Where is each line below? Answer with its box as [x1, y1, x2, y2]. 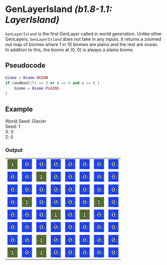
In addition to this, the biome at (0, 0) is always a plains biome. [5, 47, 134, 53]
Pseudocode [5, 61, 46, 70]
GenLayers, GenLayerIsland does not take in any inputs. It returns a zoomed [5, 36, 161, 42]
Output [5, 146, 23, 153]
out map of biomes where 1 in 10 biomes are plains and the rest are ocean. [5, 41, 159, 47]
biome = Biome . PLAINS [14, 86, 59, 91]
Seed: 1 [5, 124, 21, 130]
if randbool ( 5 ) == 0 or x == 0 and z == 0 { [5, 80, 100, 86]
